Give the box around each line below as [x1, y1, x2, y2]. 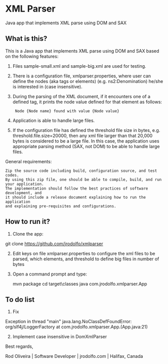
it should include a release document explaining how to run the [5, 195, 146, 200]
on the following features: [5, 53, 59, 59]
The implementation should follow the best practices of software [5, 186, 148, 191]
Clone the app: [12, 231, 44, 237]
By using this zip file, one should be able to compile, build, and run [5, 177, 162, 182]
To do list [5, 295, 35, 304]
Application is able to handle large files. [12, 117, 95, 123]
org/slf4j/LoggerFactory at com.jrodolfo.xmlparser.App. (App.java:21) [5, 324, 148, 330]
